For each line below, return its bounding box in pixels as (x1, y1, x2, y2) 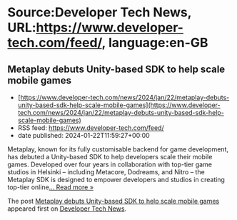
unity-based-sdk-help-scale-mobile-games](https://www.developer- (17, 101, 221, 109)
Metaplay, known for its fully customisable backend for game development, (7, 145, 228, 154)
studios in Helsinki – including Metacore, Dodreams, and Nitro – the (7, 168, 205, 176)
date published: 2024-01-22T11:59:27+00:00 (17, 131, 150, 139)
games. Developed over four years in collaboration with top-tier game (7, 160, 213, 169)
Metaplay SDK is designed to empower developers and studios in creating (7, 176, 225, 184)
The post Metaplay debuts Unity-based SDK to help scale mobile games (7, 197, 220, 205)
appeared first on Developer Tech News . (7, 204, 127, 213)
